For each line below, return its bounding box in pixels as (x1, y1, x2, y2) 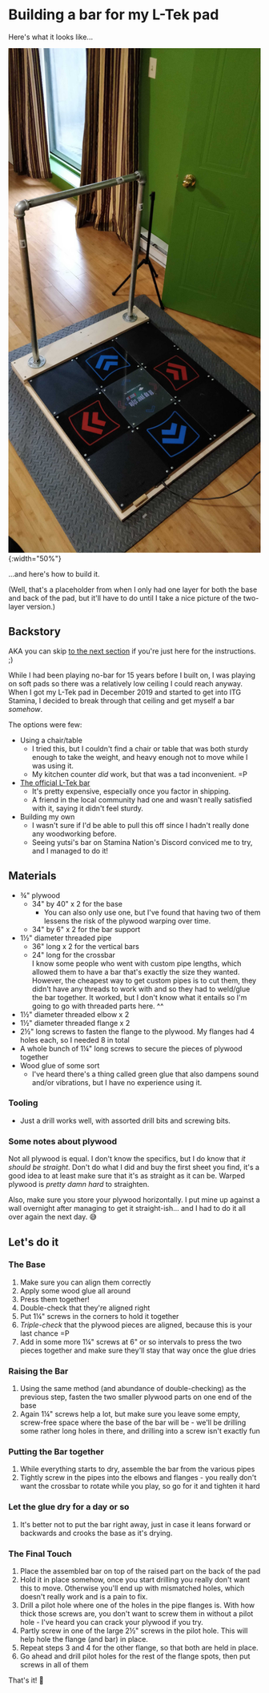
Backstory (8, 625, 62, 638)
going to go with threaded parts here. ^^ (31, 1001, 164, 1011)
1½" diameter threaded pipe (19, 933, 112, 943)
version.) (26, 601, 56, 611)
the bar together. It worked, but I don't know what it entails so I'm (31, 992, 247, 1002)
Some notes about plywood (8, 1136, 118, 1147)
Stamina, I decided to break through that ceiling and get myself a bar (8, 695, 235, 706)
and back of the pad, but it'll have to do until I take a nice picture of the (8, 593, 242, 602)
